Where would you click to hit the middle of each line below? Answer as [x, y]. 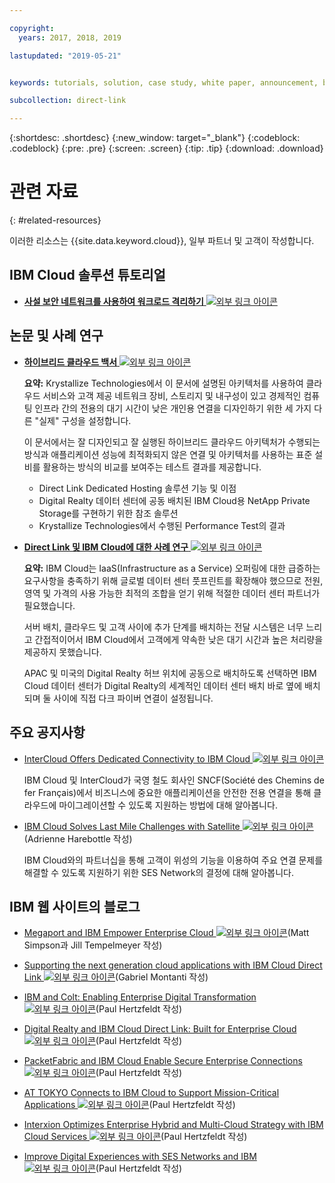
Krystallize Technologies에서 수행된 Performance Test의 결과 [162, 525]
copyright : [32, 28]
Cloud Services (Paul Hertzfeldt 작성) [135, 1137]
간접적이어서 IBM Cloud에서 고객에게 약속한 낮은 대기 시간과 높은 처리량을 [179, 639]
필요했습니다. [49, 605]
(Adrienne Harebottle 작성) [78, 838]
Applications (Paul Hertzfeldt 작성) [129, 1105]
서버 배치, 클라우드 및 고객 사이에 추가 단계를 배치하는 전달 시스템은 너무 [163, 627]
